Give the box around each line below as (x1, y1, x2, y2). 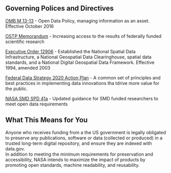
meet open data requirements (5, 101, 68, 107)
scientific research (5, 38, 45, 45)
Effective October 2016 (5, 23, 54, 29)
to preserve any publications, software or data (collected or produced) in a (5, 135, 163, 141)
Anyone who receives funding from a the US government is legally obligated (5, 129, 166, 135)
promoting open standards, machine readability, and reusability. (5, 162, 140, 168)
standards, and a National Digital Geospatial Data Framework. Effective (5, 59, 155, 66)
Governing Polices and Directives (5, 4, 114, 13)
